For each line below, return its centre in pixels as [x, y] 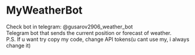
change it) [19, 46]
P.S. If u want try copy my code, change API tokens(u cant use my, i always [98, 39]
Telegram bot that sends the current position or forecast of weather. [89, 33]
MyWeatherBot [44, 10]
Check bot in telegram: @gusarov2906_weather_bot [69, 27]
